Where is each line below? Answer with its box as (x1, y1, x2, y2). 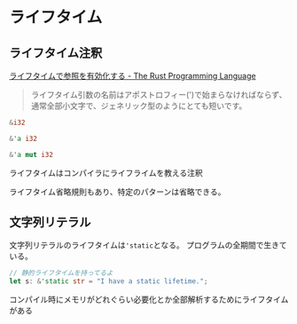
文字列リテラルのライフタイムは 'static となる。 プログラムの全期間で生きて (9, 240, 287, 250)
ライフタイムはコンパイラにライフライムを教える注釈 (9, 167, 204, 178)
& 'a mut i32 (9, 150, 53, 159)
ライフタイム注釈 (9, 45, 103, 60)
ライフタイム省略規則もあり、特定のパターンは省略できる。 (9, 186, 226, 197)
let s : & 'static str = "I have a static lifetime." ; (9, 277, 208, 286)
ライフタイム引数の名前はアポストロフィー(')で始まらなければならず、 (30, 90, 287, 99)
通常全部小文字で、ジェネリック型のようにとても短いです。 (30, 100, 247, 111)
